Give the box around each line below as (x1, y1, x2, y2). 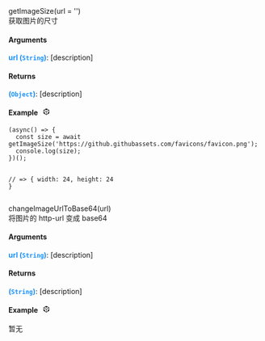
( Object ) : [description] (8, 89, 82, 99)
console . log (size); (15, 147, 82, 155)
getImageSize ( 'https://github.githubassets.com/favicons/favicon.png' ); (8, 140, 259, 148)
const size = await (15, 133, 82, 141)
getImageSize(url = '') (8, 6, 81, 15)
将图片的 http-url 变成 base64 (8, 213, 107, 223)
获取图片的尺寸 (8, 16, 58, 25)
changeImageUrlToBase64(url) (8, 204, 111, 213)
